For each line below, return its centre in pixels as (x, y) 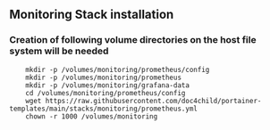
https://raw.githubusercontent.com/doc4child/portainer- (153, 101)
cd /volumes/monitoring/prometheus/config (105, 93)
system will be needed (59, 51)
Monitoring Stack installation (92, 15)
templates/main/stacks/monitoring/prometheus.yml (104, 109)
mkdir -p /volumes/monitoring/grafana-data (108, 85)
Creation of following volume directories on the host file (133, 40)
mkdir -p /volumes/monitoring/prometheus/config (118, 69)
